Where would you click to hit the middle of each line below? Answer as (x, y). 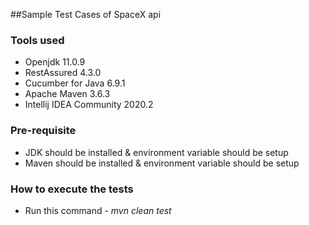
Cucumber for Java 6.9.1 (75, 83)
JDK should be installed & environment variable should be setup (156, 152)
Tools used (37, 40)
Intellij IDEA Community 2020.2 (89, 105)
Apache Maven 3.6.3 (67, 94)
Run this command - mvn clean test (98, 210)
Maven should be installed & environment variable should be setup (162, 163)
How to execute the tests (72, 189)
